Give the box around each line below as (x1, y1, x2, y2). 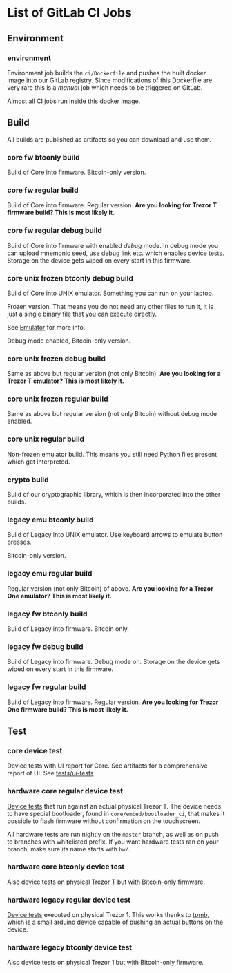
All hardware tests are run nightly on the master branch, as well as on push (7, 830, 219, 838)
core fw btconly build (7, 152, 81, 162)
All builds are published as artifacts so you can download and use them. (7, 135, 212, 143)
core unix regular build (7, 434, 85, 444)
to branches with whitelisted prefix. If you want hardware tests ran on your (7, 838, 219, 846)
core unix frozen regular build (7, 394, 108, 404)
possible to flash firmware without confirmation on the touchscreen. (7, 817, 201, 825)
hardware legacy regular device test (7, 895, 131, 905)
